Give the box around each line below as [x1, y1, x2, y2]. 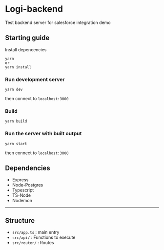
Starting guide [5, 34, 50, 42]
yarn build [5, 119, 27, 124]
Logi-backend [5, 3, 63, 15]
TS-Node [12, 192, 31, 198]
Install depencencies [5, 46, 47, 52]
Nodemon [12, 198, 33, 204]
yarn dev [5, 87, 23, 92]
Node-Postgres [12, 182, 43, 188]
